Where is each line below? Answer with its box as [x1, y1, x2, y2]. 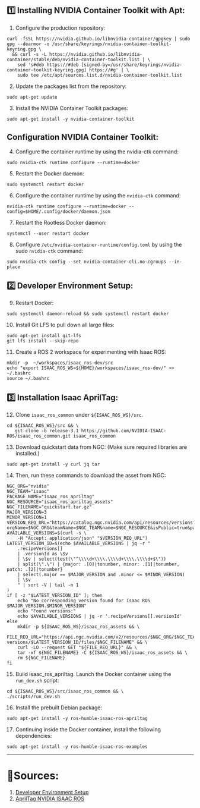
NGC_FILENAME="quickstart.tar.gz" [7, 504, 93, 510]
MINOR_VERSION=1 [7, 514, 47, 521]
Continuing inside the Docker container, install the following [15, 726, 161, 733]
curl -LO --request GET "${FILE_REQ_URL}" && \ [17, 644, 137, 650]
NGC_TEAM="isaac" [7, 489, 50, 495]
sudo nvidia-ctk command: [15, 247, 84, 254]
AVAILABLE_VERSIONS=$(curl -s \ [7, 530, 87, 536]
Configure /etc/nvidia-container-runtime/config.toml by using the [15, 241, 182, 248]
